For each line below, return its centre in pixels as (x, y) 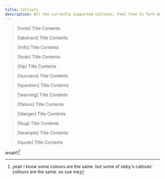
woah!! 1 (13, 152)
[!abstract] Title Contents (42, 38)
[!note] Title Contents (39, 28)
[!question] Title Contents (43, 85)
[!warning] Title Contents (42, 95)
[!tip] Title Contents (37, 66)
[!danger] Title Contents (41, 114)
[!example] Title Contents (43, 132)
